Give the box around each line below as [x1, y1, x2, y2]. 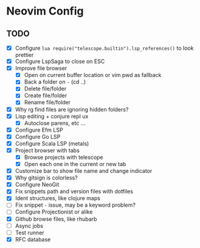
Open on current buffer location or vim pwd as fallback [24, 72, 162, 79]
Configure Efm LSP [15, 126, 63, 133]
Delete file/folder [24, 85, 67, 92]
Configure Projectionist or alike [15, 208, 93, 216]
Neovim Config [6, 4, 84, 18]
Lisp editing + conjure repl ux [15, 112, 89, 119]
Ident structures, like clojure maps [15, 195, 100, 202]
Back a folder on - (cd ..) [24, 78, 86, 85]
